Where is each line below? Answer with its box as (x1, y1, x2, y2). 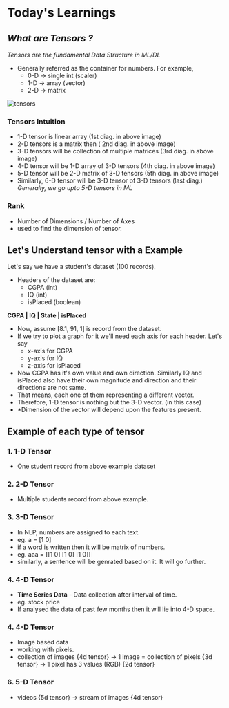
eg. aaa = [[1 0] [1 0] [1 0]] (17, 550, 91, 558)
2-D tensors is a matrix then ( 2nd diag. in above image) (17, 140, 176, 148)
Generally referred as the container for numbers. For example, (17, 64, 194, 72)
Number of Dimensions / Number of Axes (17, 216, 135, 225)
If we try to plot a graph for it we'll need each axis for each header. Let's (17, 332, 223, 340)
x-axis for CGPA (27, 347, 74, 355)
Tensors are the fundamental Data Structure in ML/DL (7, 50, 161, 59)
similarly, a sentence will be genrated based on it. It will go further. (17, 557, 206, 566)
